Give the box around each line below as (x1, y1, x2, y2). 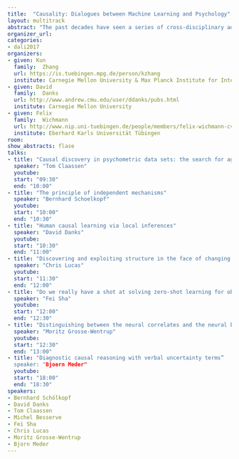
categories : (7, 37, 43, 44)
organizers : (7, 51, 43, 58)
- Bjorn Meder (7, 440, 50, 448)
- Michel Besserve (7, 414, 62, 421)
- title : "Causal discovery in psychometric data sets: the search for (7, 156, 224, 164)
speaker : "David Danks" (14, 228, 84, 236)
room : (7, 136, 23, 143)
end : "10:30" (14, 216, 53, 223)
